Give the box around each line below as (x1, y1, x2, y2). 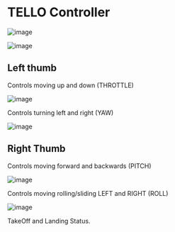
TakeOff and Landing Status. (7, 216, 91, 225)
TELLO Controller (7, 4, 111, 21)
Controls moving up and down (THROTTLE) (7, 81, 135, 89)
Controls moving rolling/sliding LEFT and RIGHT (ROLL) (7, 189, 169, 197)
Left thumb (7, 62, 57, 74)
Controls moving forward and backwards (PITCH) (7, 161, 152, 170)
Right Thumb (7, 143, 66, 155)
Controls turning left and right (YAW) (7, 108, 114, 117)
